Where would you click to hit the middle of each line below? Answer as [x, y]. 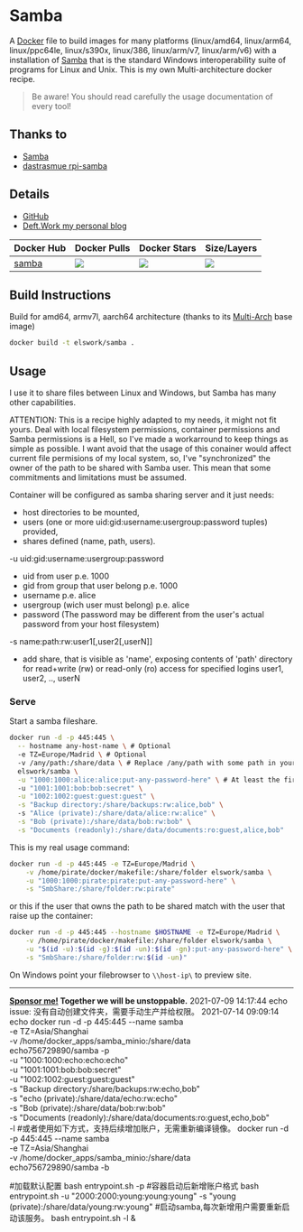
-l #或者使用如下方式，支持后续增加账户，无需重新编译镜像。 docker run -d [149, 1128]
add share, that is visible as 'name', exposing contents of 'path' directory [157, 659]
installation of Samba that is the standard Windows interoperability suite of [148, 60]
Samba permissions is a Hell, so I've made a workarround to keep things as [149, 440]
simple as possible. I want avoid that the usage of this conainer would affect [150, 449]
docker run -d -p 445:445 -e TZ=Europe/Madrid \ [102, 864]
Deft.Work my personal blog [75, 226]
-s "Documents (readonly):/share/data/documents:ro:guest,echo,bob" [140, 1117]
